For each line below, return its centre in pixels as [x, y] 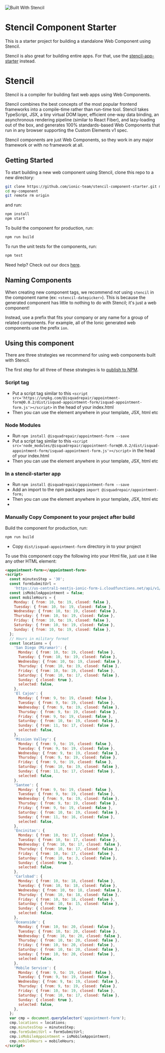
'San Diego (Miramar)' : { [41, 648]
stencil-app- [142, 56]
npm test [14, 255]
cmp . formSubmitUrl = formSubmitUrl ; [47, 1032]
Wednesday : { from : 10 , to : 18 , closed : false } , [70, 890]
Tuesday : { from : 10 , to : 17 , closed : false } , [68, 840]
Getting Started [29, 161]
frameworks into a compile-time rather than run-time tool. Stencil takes [77, 109]
